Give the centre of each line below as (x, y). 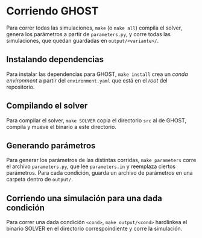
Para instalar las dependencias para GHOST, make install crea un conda (97, 74)
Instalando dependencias (55, 59)
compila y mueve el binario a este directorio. (61, 127)
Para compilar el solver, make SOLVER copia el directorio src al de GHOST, (96, 120)
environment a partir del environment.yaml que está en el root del (87, 80)
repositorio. (21, 87)
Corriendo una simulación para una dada (84, 198)
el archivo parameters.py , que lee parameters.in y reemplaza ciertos (91, 166)
